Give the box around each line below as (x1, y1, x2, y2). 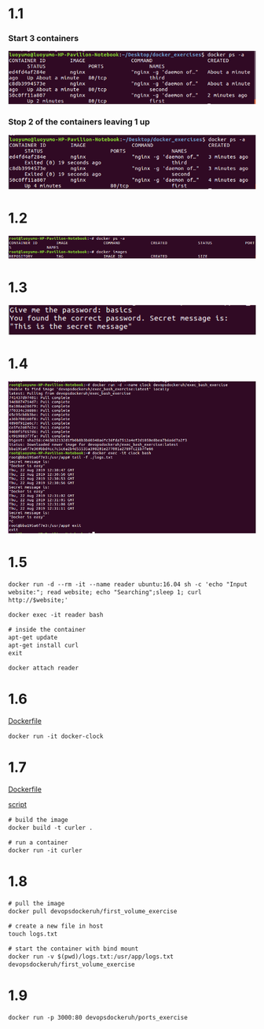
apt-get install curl (8, 642, 79, 650)
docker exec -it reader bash (8, 611, 104, 619)
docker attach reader (8, 664, 79, 673)
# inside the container (8, 626, 86, 634)
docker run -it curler (8, 846, 82, 854)
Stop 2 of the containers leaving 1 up (8, 116, 151, 127)
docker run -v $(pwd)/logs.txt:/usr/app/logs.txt (8, 953, 174, 961)
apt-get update (8, 634, 58, 642)
